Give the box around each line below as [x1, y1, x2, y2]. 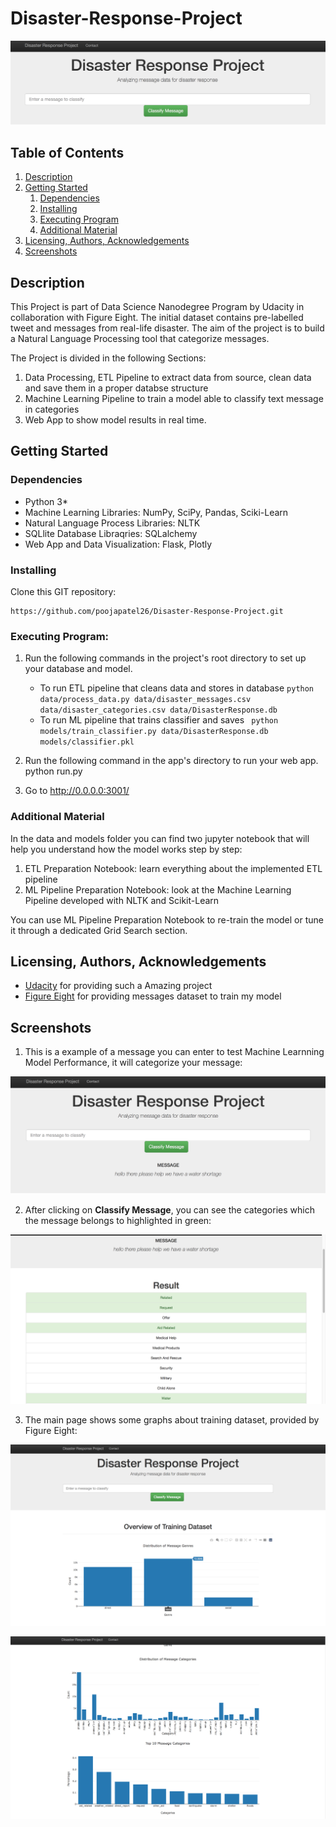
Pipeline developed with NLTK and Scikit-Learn [24, 894, 220, 906]
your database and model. [24, 663, 133, 675]
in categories [24, 403, 80, 415]
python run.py [24, 765, 83, 777]
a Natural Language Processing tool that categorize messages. [10, 332, 270, 344]
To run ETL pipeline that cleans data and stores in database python [39, 682, 315, 694]
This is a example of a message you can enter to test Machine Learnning [24, 1046, 325, 1058]
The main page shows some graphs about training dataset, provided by [24, 1414, 320, 1426]
